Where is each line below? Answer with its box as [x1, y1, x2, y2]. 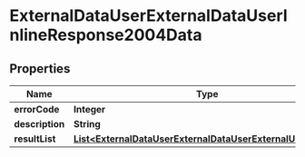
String [73, 118, 102, 130]
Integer [73, 103, 106, 115]
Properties [9, 61, 71, 76]
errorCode [14, 103, 60, 115]
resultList [14, 132, 56, 145]
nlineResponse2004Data [9, 25, 202, 45]
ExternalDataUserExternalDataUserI [9, 5, 288, 26]
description [14, 118, 65, 130]
